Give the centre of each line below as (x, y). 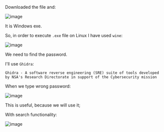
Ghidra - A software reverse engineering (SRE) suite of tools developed (82, 73)
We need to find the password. (36, 54)
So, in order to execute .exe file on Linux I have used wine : (64, 35)
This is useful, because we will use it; (43, 105)
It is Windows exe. (24, 26)
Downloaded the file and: (30, 7)
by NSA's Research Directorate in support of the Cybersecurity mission (81, 77)
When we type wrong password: (38, 86)
